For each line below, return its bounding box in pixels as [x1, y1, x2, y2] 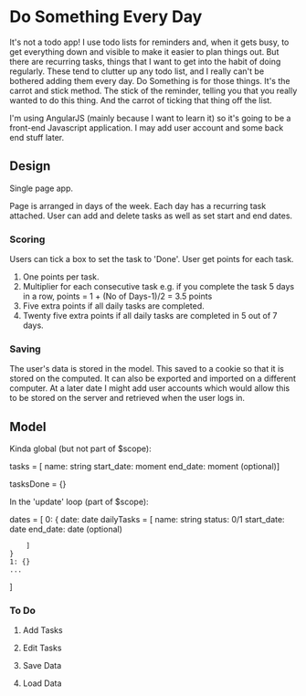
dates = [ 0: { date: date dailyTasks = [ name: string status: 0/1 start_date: [9, 514, 285, 525]
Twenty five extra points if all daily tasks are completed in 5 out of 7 [22, 311, 278, 322]
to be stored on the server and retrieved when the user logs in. [9, 393, 245, 404]
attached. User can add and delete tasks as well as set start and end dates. [9, 210, 293, 221]
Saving [9, 343, 41, 355]
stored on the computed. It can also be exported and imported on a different [9, 373, 297, 385]
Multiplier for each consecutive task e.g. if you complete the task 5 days [22, 281, 295, 292]
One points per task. [22, 271, 100, 282]
